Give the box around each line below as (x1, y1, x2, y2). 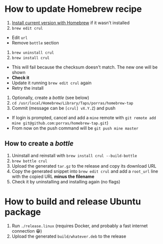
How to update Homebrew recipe (4, 3, 142, 15)
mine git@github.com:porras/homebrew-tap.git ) (11, 120, 109, 126)
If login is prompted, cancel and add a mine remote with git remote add (11, 114, 156, 120)
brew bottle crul (11, 159, 48, 164)
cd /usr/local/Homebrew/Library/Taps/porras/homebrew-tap (11, 101, 133, 105)
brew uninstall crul (11, 50, 54, 55)
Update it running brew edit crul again (11, 80, 92, 86)
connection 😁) (11, 228, 42, 234)
